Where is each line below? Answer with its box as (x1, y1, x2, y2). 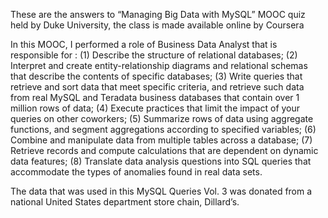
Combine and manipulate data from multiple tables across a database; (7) (10, 134, 313, 146)
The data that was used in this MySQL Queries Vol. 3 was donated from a (10, 185, 313, 197)
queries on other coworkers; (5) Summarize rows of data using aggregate (10, 113, 314, 124)
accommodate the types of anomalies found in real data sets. (10, 166, 263, 178)
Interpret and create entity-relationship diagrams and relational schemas (10, 60, 308, 71)
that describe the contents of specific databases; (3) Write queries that (10, 70, 303, 82)
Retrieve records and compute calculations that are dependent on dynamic (10, 145, 319, 156)
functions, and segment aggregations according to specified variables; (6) (10, 124, 317, 135)
